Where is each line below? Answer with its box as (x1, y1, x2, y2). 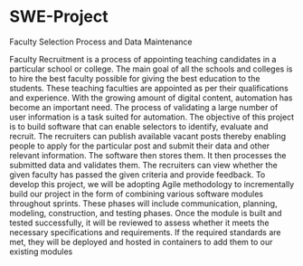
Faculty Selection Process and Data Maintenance (9, 36, 193, 47)
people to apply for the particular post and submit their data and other (9, 140, 270, 151)
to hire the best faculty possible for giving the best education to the (9, 72, 260, 83)
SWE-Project (9, 6, 109, 27)
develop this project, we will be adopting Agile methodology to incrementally (9, 178, 295, 189)
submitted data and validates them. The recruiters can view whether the (9, 159, 278, 170)
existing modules (9, 246, 73, 257)
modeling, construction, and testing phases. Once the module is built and (9, 207, 282, 218)
